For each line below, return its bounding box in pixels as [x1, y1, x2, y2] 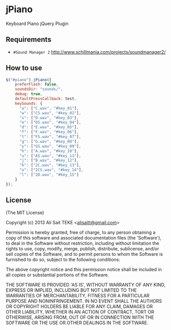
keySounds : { [15, 101, 43, 106]
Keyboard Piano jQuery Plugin [6, 20, 69, 27]
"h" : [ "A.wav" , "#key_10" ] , [19, 148, 79, 154]
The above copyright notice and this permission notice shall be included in [6, 266, 162, 272]
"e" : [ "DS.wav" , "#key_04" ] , [19, 120, 81, 125]
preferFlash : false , [15, 82, 59, 87]
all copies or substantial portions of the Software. [6, 272, 109, 278]
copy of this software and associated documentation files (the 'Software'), [6, 234, 162, 241]
